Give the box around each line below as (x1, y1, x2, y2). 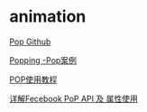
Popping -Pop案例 (9, 54, 77, 65)
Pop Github (9, 36, 51, 47)
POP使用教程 (9, 74, 58, 85)
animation (9, 6, 87, 27)
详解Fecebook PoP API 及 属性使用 (9, 93, 138, 104)
